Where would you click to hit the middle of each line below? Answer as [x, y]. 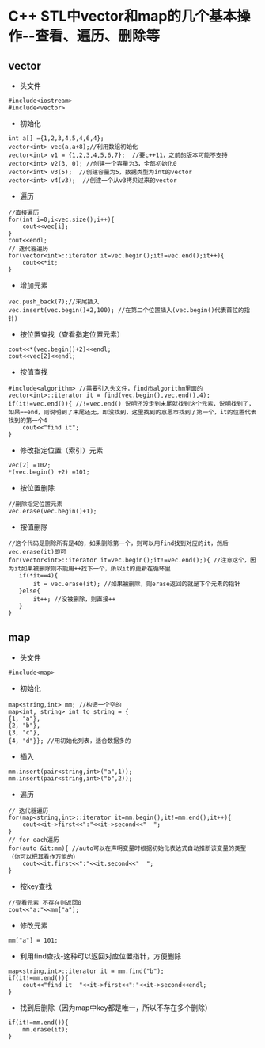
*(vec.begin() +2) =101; [49, 472]
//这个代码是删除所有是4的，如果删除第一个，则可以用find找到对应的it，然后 [118, 543]
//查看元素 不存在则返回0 [45, 903]
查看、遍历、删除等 [98, 36]
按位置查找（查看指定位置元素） [72, 334]
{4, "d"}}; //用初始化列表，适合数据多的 [70, 741]
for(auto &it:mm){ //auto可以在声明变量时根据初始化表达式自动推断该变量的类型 [127, 848]
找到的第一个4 [28, 421]
